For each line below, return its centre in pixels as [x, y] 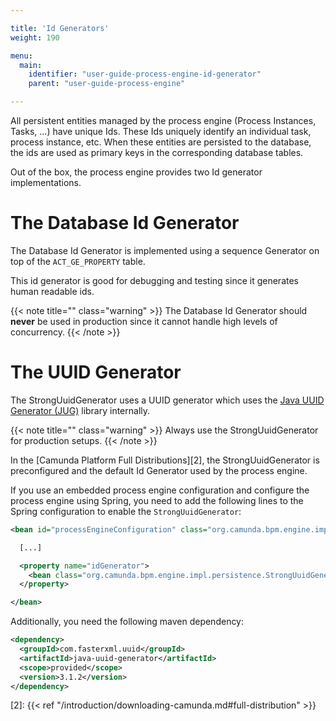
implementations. [46, 182]
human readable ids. [52, 291]
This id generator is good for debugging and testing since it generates [154, 280]
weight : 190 [35, 37]
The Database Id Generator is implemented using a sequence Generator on [165, 250]
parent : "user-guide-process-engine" [107, 84]
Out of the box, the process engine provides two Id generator [136, 172]
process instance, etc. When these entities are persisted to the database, [161, 142]
